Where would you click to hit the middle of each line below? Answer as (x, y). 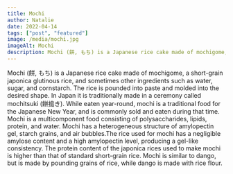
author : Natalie (31, 20)
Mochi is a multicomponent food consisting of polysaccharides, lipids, (107, 119)
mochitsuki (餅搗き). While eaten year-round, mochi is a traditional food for (114, 103)
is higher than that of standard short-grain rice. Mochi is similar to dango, (112, 155)
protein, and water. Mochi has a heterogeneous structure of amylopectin (111, 126)
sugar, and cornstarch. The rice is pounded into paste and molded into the (113, 88)
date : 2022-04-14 (32, 26)
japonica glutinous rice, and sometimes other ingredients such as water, (110, 80)
